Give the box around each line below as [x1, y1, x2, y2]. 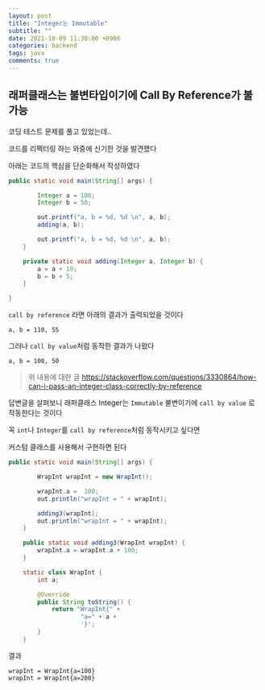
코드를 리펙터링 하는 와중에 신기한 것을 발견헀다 [8, 143, 157, 153]
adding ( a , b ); [37, 221, 85, 229]
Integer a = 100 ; [37, 191, 95, 200]
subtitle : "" [8, 27, 52, 35]
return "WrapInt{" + [51, 605, 121, 614]
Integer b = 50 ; [37, 199, 92, 207]
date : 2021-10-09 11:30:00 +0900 [8, 34, 121, 43]
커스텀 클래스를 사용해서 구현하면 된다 [8, 442, 127, 452]
